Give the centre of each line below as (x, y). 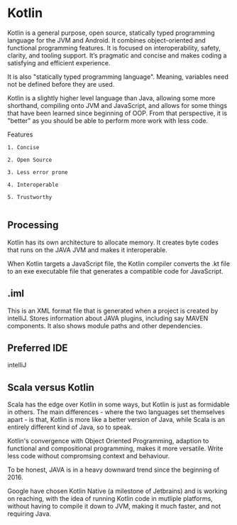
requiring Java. (29, 514)
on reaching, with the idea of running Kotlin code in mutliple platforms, (110, 499)
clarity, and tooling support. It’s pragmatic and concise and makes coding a (117, 55)
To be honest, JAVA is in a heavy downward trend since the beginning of (114, 470)
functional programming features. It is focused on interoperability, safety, (114, 48)
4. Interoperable (33, 185)
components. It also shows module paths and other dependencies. (105, 325)
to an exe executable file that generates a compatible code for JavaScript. (115, 271)
